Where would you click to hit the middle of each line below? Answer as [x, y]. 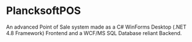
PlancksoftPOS [43, 11]
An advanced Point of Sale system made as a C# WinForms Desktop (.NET [96, 27]
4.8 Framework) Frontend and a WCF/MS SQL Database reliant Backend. [94, 33]
